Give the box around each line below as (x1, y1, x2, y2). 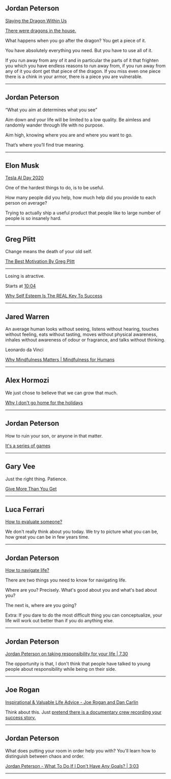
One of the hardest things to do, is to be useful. (5, 185, 104, 191)
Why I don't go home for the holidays (5, 399, 83, 405)
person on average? (5, 200, 47, 206)
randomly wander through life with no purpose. (5, 122, 104, 128)
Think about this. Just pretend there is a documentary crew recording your (5, 709, 162, 715)
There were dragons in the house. (5, 28, 76, 34)
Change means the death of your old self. (5, 249, 93, 255)
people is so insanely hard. (5, 215, 62, 222)
